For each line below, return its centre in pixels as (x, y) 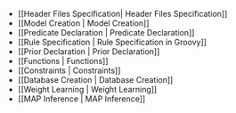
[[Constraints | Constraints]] (69, 70)
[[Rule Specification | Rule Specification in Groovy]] (112, 42)
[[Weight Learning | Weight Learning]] (87, 89)
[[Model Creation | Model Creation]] (83, 23)
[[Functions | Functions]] (63, 61)
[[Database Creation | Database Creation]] (95, 80)
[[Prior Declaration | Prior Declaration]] (89, 52)
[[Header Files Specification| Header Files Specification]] (122, 14)
